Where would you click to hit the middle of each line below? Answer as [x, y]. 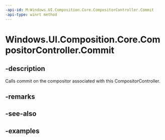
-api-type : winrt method [31, 15]
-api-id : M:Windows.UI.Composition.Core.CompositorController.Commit [80, 10]
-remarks [20, 96]
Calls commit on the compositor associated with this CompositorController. [83, 81]
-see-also [21, 114]
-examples [22, 131]
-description [25, 69]
